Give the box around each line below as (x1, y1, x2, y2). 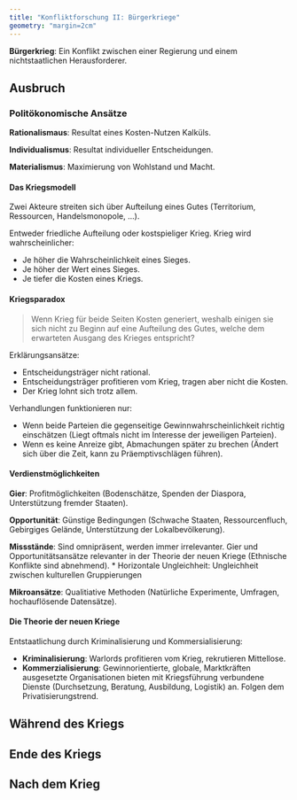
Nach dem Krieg (9, 777, 100, 792)
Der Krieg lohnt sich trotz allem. (21, 385, 138, 396)
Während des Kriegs (9, 717, 125, 732)
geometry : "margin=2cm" (9, 21, 98, 30)
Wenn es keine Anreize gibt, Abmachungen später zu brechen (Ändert (21, 439, 279, 449)
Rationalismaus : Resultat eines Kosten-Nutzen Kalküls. (9, 128, 211, 138)
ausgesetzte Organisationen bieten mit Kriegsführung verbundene (21, 672, 264, 682)
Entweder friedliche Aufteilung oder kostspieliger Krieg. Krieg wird (9, 228, 252, 239)
